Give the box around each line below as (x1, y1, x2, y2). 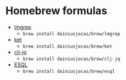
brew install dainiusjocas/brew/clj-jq (22, 56, 121, 62)
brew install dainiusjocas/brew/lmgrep (22, 31, 121, 36)
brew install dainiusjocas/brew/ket (22, 43, 113, 49)
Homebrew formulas (5, 4, 108, 18)
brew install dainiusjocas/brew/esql (22, 68, 115, 74)
